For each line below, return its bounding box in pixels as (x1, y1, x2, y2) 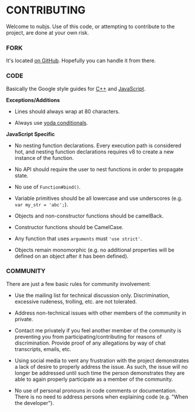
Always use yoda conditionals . (14, 119, 88, 126)
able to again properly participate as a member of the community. (14, 376, 173, 383)
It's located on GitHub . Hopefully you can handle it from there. (6, 57, 156, 64)
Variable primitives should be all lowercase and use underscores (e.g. (14, 195, 183, 202)
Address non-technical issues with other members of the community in (14, 309, 186, 316)
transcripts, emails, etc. (14, 345, 71, 352)
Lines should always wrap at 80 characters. (14, 108, 120, 115)
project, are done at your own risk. (6, 29, 90, 36)
